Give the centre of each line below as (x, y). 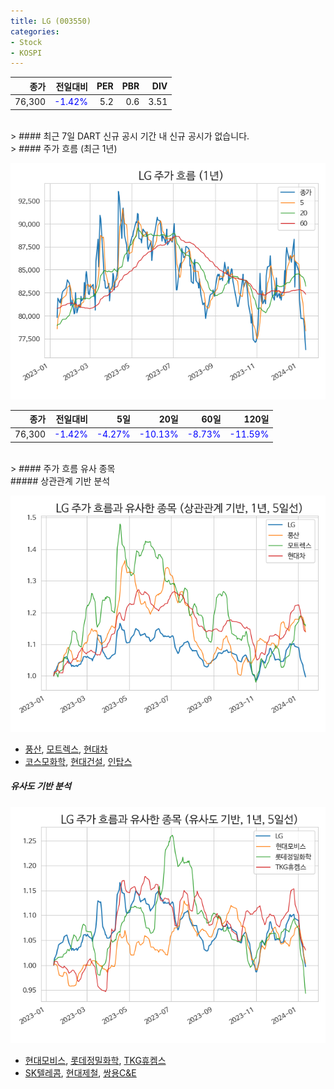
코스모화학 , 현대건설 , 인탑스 (78, 761)
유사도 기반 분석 (41, 786)
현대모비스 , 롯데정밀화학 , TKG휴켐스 (95, 1060)
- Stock (26, 42)
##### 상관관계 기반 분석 (60, 481)
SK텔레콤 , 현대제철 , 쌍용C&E (80, 1072)
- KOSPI (26, 53)
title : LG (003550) (51, 21)
